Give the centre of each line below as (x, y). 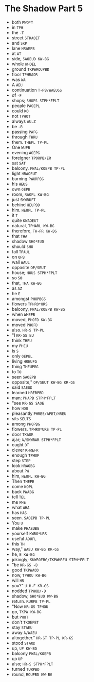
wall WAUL (21, 262)
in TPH (17, 27)
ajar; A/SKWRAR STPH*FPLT (36, 439)
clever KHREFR (25, 450)
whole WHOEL (24, 64)
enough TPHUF (25, 455)
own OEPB (21, 189)
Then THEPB (23, 481)
